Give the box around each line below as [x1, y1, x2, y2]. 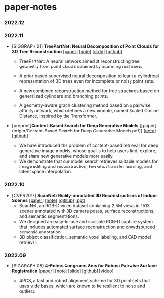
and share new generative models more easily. [19, 153, 114, 159]
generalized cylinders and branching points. [19, 93, 109, 99]
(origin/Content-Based [11, 128, 58, 134]
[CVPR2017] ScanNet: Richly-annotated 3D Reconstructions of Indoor [11, 192, 157, 198]
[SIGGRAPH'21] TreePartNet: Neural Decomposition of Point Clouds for [11, 43, 159, 49]
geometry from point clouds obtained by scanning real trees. [19, 64, 142, 69]
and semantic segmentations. [19, 213, 79, 219]
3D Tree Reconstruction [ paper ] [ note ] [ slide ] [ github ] [11, 49, 123, 55]
